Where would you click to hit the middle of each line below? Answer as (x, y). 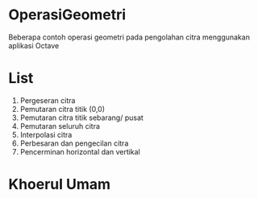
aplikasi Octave (34, 45)
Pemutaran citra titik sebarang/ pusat (81, 118)
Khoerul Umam (60, 185)
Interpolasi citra (46, 134)
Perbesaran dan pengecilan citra (74, 143)
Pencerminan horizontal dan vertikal (80, 151)
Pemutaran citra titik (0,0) (62, 109)
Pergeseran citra (48, 100)
